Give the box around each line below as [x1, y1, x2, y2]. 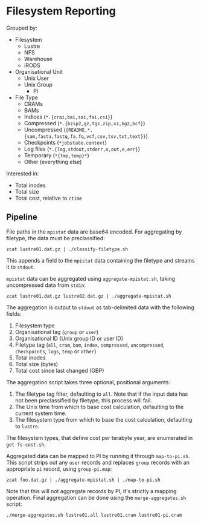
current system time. [14, 410, 67, 417]
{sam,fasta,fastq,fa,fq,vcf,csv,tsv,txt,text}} [24, 133, 146, 140]
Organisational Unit [14, 68, 63, 75]
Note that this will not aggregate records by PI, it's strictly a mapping [6, 487, 177, 494]
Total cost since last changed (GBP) [14, 367, 104, 374]
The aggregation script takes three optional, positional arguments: [6, 378, 171, 385]
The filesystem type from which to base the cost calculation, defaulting [14, 416, 193, 423]
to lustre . [14, 422, 40, 430]
